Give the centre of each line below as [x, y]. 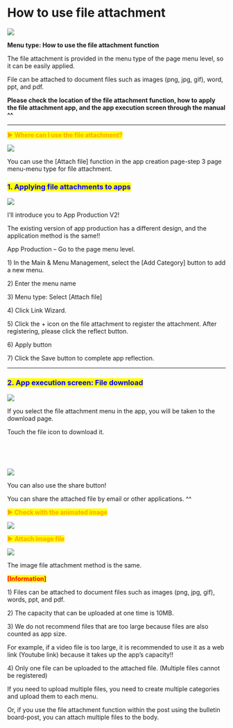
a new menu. [26, 270]
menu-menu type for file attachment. [60, 169]
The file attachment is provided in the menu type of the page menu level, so [115, 58]
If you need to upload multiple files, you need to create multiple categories [113, 688]
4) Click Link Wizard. [37, 311]
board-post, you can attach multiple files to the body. [83, 717]
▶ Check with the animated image [58, 512]
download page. [31, 418]
